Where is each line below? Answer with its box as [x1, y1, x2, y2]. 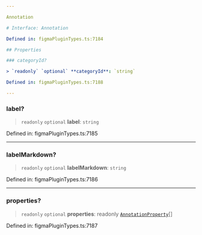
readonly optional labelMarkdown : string [20, 164, 126, 172]
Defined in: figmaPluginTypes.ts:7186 [6, 176, 98, 183]
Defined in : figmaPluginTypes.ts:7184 [6, 36, 103, 42]
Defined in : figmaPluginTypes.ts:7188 [6, 80, 103, 86]
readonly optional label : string [20, 118, 99, 125]
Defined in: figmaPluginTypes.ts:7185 [6, 130, 98, 137]
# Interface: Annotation [6, 25, 69, 31]
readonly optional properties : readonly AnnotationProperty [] [20, 210, 173, 218]
